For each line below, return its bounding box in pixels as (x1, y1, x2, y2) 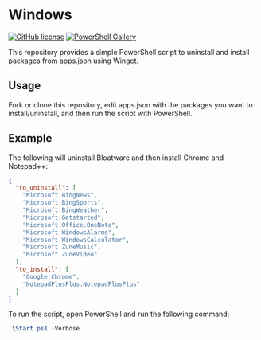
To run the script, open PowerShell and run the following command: (8, 309, 230, 319)
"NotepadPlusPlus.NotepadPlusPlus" (22, 280, 141, 288)
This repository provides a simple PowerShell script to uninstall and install (8, 47, 250, 57)
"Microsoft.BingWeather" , (22, 206, 109, 214)
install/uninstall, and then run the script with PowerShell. (8, 108, 193, 118)
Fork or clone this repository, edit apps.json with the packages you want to (8, 100, 253, 109)
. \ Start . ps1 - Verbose (8, 325, 80, 333)
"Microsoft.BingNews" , (22, 191, 98, 200)
